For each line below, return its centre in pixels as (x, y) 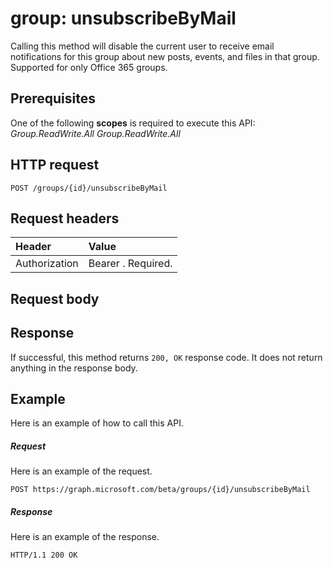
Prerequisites (53, 98)
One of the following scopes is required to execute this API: (133, 123)
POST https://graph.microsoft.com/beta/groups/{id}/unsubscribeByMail (160, 490)
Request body (55, 298)
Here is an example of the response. (85, 537)
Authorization (47, 264)
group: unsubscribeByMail (123, 18)
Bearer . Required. (130, 264)
